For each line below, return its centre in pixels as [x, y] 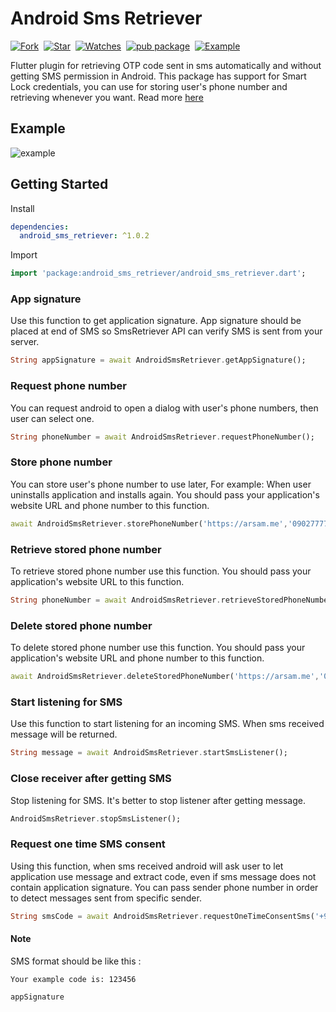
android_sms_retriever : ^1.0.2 [84, 236]
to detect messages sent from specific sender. [106, 898]
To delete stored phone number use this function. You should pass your [158, 648]
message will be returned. [64, 734]
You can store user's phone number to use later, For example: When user [161, 484]
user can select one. [52, 418]
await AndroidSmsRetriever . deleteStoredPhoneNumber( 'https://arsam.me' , [165, 677]
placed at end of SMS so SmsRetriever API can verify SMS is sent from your [166, 331]
